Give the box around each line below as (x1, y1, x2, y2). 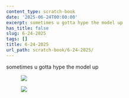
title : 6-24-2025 (6, 42, 49, 48)
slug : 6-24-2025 (6, 31, 46, 37)
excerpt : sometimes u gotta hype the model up (6, 19, 123, 25)
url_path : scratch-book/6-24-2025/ (6, 47, 94, 53)
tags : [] (6, 36, 28, 42)
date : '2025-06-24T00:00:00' (6, 14, 78, 20)
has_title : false (6, 25, 49, 31)
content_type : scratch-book (6, 8, 76, 15)
